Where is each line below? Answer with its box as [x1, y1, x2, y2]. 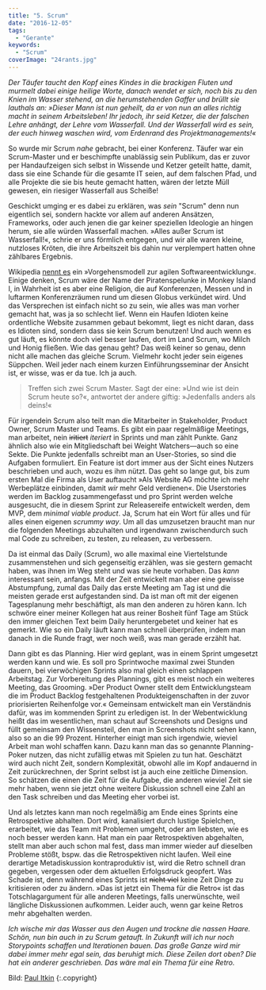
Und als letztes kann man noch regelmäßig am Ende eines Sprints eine [8, 807, 238, 817]
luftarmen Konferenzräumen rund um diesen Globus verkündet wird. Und [8, 292, 247, 301]
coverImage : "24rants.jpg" [8, 56, 97, 64]
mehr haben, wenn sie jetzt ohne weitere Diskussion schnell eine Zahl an [8, 783, 245, 793]
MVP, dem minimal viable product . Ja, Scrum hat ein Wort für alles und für [8, 508, 251, 518]
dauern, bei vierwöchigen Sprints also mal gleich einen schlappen [8, 666, 223, 675]
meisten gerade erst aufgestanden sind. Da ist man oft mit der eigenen [8, 591, 239, 601]
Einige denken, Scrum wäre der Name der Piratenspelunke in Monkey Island [8, 275, 256, 285]
